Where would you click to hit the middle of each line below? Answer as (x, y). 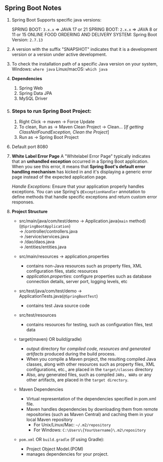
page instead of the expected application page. (59, 177)
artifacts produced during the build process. (71, 354)
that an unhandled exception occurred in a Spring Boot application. (80, 161)
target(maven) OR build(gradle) (50, 339)
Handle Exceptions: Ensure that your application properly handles (78, 187)
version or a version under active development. (59, 54)
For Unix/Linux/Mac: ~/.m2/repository (72, 425)
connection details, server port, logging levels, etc (77, 282)
